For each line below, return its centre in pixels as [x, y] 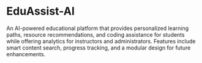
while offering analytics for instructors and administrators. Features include [101, 41]
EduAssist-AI [41, 11]
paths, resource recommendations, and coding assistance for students [95, 34]
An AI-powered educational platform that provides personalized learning [98, 28]
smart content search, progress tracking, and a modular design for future [99, 48]
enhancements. [26, 54]
